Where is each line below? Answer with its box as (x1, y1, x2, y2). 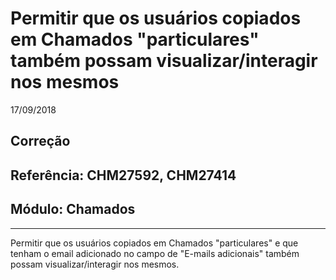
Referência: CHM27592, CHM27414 (10, 167, 237, 184)
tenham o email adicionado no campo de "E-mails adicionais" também (10, 247, 300, 259)
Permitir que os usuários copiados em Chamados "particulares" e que (10, 237, 299, 249)
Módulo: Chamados (10, 201, 136, 218)
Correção (10, 133, 71, 150)
